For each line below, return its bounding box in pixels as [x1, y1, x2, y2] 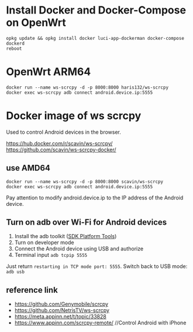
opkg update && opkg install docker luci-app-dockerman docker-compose [6, 35, 184, 41]
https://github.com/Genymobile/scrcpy [14, 300, 109, 308]
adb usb [6, 269, 25, 275]
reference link [6, 285, 58, 295]
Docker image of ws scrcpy [6, 109, 142, 123]
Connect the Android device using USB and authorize [14, 245, 144, 252]
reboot [6, 45, 22, 52]
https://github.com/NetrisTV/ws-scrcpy [14, 307, 110, 314]
